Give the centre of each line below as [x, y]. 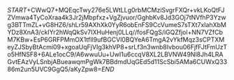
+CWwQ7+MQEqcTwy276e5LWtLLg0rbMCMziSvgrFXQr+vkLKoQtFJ [126, 10]
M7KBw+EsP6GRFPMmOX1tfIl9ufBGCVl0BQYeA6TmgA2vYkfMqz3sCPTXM [116, 40]
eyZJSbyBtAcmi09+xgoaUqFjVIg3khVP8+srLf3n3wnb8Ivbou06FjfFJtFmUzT [117, 47]
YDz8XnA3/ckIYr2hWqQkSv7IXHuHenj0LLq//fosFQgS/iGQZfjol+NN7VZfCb [115, 32]
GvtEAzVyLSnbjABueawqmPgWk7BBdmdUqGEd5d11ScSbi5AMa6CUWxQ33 [117, 62]
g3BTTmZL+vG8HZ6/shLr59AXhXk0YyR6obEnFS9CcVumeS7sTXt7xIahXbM [117, 25]
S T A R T [17, 10]
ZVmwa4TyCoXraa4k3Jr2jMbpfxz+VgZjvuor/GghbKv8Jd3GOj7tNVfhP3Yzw [117, 17]
